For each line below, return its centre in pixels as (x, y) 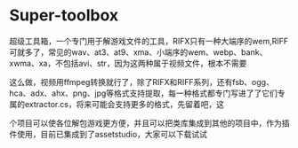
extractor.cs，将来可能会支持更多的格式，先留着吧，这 (125, 104)
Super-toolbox (64, 16)
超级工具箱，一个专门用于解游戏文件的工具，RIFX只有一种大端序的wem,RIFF (149, 41)
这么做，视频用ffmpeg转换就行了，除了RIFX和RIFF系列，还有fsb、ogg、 (141, 82)
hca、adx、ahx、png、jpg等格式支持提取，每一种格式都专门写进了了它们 (144, 93)
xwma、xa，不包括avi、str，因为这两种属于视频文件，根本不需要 (128, 63)
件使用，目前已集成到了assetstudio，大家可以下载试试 (108, 134)
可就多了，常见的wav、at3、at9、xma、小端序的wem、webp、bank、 (138, 52)
